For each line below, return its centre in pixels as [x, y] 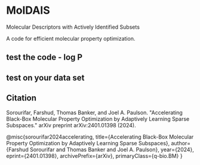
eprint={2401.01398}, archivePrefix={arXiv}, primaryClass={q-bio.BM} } [95, 155]
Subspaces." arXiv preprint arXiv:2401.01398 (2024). [71, 125]
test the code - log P [44, 57]
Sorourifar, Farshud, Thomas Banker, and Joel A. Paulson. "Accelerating [95, 112]
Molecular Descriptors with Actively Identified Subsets [73, 27]
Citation [21, 98]
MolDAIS [28, 10]
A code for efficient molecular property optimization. [71, 38]
